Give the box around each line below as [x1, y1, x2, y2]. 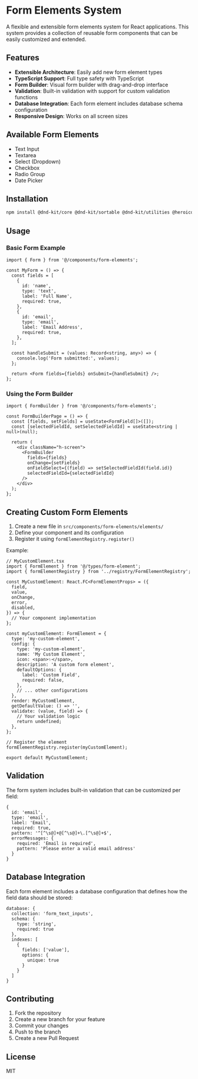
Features [6, 53, 39, 63]
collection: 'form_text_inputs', [11, 910, 94, 916]
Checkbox [14, 164, 40, 171]
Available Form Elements [6, 129, 99, 140]
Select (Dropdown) [14, 158, 61, 165]
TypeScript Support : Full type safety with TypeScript [14, 74, 144, 82]
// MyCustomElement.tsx [6, 558, 65, 565]
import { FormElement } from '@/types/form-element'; [6, 563, 141, 569]
